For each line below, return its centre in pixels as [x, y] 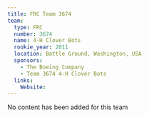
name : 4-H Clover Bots [47, 41]
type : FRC [28, 27]
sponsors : [28, 61]
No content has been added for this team [68, 107]
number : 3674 [33, 34]
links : [24, 80]
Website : [33, 87]
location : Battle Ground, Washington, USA [78, 54]
